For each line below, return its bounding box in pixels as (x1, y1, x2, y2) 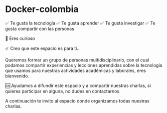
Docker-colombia (5, 3, 79, 15)
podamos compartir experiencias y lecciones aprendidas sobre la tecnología (5, 62, 163, 68)
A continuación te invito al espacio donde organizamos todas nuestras (5, 97, 150, 103)
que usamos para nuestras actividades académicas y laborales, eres (5, 67, 146, 73)
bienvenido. (5, 72, 29, 78)
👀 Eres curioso (5, 35, 35, 41)
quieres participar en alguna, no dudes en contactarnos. (5, 88, 121, 94)
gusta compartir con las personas (5, 25, 75, 31)
